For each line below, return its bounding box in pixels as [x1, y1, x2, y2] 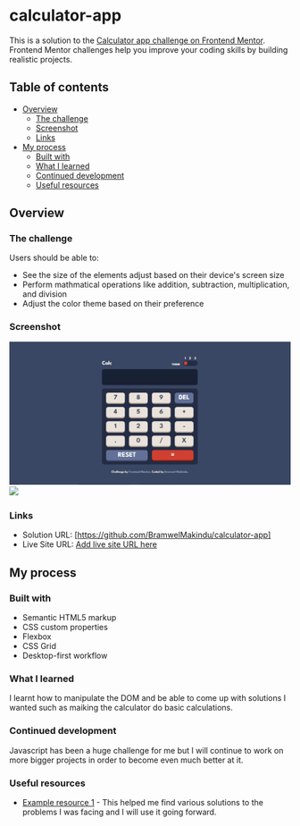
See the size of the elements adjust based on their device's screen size [21, 270, 285, 281]
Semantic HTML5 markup [21, 612, 117, 623]
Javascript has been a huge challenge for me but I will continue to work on [9, 745, 284, 755]
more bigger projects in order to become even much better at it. [9, 754, 244, 765]
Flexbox [21, 631, 52, 642]
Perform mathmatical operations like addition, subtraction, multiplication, [21, 279, 290, 291]
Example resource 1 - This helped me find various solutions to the [21, 797, 263, 808]
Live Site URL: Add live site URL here [21, 539, 158, 550]
